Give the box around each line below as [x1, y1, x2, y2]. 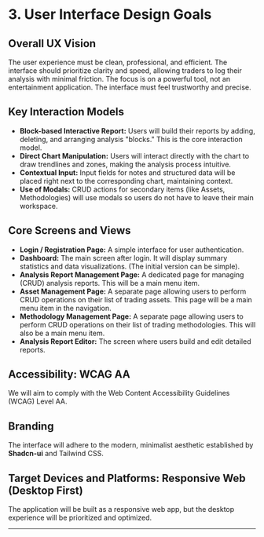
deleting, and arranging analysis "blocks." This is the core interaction [19, 134, 244, 144]
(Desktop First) [8, 484, 84, 497]
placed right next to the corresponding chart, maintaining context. [19, 176, 233, 185]
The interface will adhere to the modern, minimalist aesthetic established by [8, 440, 254, 450]
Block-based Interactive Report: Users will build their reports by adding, [19, 126, 255, 135]
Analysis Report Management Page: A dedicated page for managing [19, 269, 244, 279]
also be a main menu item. [19, 328, 105, 338]
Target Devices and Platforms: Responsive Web [8, 471, 246, 484]
